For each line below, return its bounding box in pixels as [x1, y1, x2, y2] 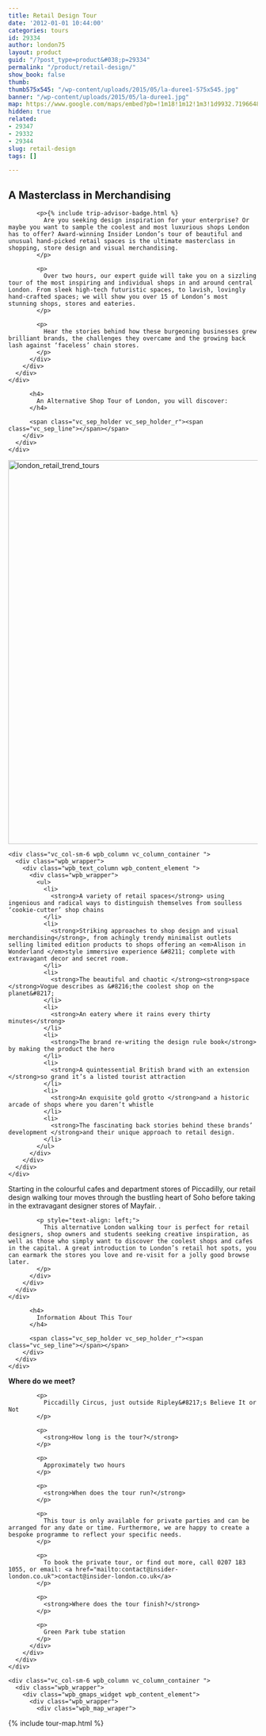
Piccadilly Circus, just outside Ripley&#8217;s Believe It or [43, 1399, 257, 1407]
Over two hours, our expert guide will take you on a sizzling [43, 272, 257, 280]
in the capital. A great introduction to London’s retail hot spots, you [8, 1244, 257, 1252]
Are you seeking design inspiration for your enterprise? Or [43, 216, 249, 225]
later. [8, 1259, 30, 1266]
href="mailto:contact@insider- [75, 1566, 179, 1574]
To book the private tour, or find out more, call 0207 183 [43, 1559, 246, 1567]
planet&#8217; [8, 990, 55, 998]
